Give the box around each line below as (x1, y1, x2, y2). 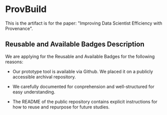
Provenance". (5, 25, 33, 31)
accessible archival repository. (12, 74, 76, 80)
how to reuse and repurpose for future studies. (12, 104, 110, 110)
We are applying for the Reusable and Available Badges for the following (5, 53, 155, 59)
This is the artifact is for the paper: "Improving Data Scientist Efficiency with (5, 20, 162, 26)
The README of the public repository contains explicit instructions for (12, 98, 157, 104)
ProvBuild (5, 4, 47, 15)
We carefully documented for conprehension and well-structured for (12, 83, 155, 89)
